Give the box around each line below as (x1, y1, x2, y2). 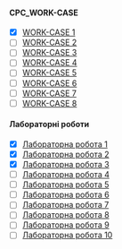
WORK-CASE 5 (21, 67, 77, 78)
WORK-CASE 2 (21, 37, 77, 48)
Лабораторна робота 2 (21, 149, 110, 159)
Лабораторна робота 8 (21, 210, 110, 220)
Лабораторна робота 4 (21, 169, 110, 180)
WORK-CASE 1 (21, 27, 76, 38)
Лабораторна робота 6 (21, 189, 110, 201)
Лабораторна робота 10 (21, 229, 113, 241)
